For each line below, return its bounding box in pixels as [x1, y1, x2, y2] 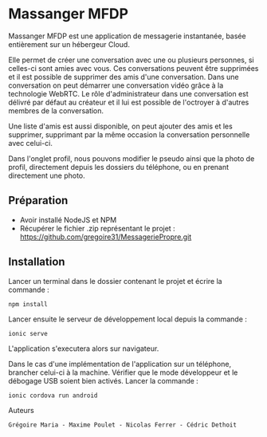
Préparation [8, 194, 69, 207]
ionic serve [8, 329, 48, 337]
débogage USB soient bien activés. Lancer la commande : [8, 376, 199, 385]
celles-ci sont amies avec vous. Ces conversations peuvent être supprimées [8, 63, 259, 73]
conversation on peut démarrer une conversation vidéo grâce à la [8, 81, 224, 90]
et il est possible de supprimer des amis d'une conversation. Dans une [8, 72, 239, 81]
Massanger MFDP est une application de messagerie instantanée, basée [8, 31, 246, 41]
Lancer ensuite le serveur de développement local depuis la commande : [8, 314, 247, 324]
